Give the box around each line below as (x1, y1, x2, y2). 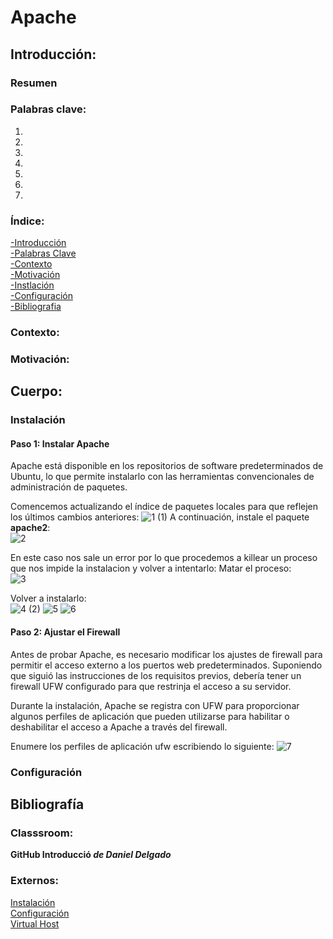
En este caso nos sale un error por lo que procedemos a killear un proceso (10, 552, 318, 564)
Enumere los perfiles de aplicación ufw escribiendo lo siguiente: (10, 740, 275, 752)
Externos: (10, 874, 59, 888)
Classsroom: (10, 826, 74, 840)
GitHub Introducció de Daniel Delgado (10, 849, 172, 861)
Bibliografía (10, 796, 85, 813)
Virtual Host (10, 917, 60, 930)
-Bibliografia (10, 301, 62, 313)
